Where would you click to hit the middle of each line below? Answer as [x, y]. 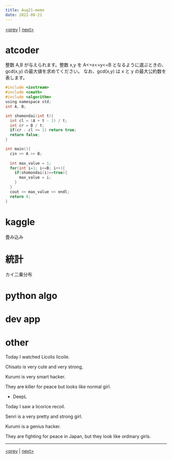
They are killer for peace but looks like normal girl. [58, 386]
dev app [23, 319]
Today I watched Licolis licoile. [38, 356]
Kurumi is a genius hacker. [33, 426]
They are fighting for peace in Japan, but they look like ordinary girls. [78, 436]
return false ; [25, 135]
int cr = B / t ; [27, 125]
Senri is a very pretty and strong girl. [44, 416]
